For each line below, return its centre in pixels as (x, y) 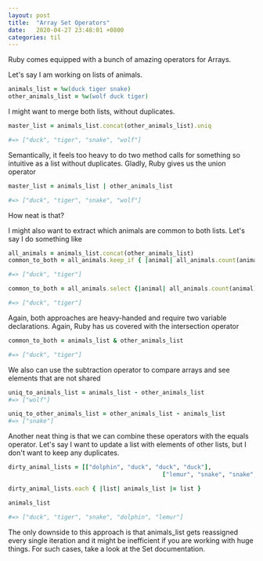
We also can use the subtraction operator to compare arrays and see (119, 370)
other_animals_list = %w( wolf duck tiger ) (78, 97)
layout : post (29, 15)
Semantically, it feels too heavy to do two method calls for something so (124, 155)
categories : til (34, 37)
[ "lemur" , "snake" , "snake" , (210, 475)
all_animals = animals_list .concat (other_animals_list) (101, 253)
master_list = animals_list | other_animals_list (91, 186)
